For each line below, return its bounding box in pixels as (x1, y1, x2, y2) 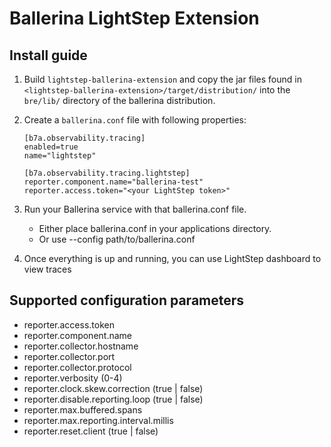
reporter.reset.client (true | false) (23, 425, 159, 437)
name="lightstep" (23, 151, 97, 161)
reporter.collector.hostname (23, 340, 139, 352)
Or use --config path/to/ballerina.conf (38, 233, 196, 245)
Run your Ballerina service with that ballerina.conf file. (23, 203, 247, 215)
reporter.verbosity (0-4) (23, 372, 123, 384)
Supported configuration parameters (9, 292, 245, 309)
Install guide (9, 47, 88, 64)
